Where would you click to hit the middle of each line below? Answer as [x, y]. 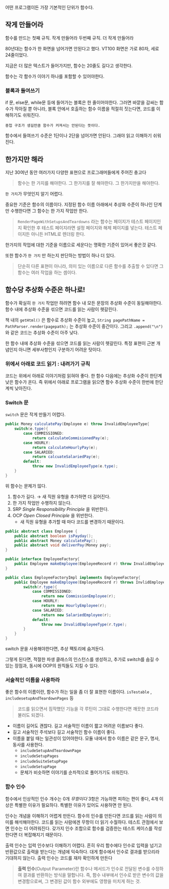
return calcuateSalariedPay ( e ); [66, 457]
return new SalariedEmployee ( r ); [76, 615]
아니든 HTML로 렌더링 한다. [58, 234]
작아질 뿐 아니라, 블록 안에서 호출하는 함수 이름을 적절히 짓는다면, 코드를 [85, 109]
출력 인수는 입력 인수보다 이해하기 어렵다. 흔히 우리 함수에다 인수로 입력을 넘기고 [84, 845]
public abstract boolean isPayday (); [54, 536]
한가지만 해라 [24, 159]
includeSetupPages [39, 756]
